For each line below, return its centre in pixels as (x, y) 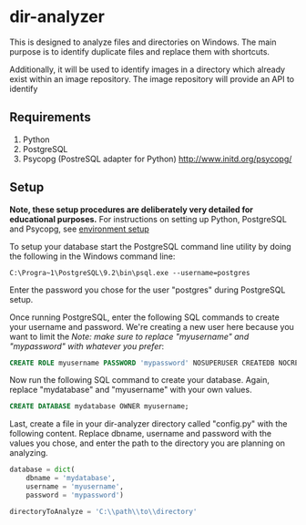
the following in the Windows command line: (92, 256)
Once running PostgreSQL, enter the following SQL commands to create (144, 317)
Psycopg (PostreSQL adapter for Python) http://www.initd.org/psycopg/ (157, 159)
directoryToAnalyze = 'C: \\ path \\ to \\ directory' (103, 511)
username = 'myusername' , (75, 487)
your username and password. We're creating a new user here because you (152, 326)
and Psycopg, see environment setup (80, 229)
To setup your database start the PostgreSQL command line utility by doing (150, 246)
